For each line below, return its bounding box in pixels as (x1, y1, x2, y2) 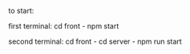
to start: (8, 6, 34, 15)
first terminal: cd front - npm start (8, 21, 119, 30)
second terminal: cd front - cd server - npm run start (8, 37, 182, 46)
